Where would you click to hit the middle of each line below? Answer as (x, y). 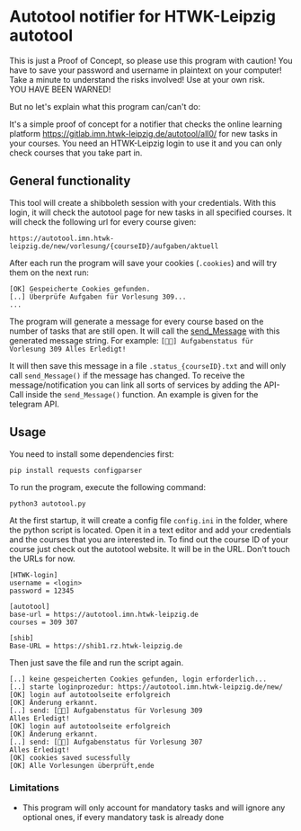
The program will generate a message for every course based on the (137, 321)
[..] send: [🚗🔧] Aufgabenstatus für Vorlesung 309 (106, 710)
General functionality (70, 181)
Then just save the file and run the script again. (97, 662)
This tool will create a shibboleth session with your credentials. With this (143, 202)
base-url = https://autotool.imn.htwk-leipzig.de (104, 614)
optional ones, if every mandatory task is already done (123, 817)
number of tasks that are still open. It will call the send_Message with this (145, 331)
